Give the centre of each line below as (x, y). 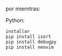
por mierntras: (23, 9)
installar (18, 31)
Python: (15, 20)
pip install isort (28, 37)
